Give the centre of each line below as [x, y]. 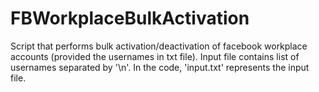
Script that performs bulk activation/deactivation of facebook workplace [159, 46]
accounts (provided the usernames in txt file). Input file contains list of [155, 56]
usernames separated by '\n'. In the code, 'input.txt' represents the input [160, 67]
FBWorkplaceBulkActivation [130, 18]
